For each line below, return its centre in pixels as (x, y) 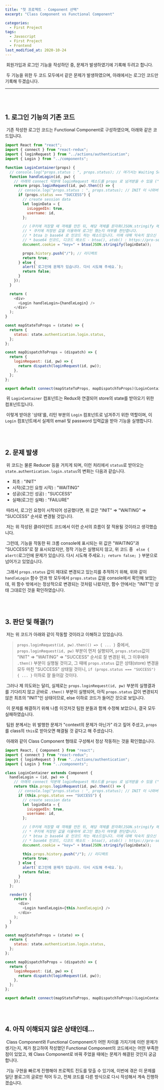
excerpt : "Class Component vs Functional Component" (60, 14)
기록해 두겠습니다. (22, 81)
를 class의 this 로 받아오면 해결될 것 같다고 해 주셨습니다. (59, 731)
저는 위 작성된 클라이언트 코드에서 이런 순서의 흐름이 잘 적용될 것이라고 (73, 527)
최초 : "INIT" (24, 482)
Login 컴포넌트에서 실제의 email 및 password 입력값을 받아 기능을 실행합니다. (79, 421)
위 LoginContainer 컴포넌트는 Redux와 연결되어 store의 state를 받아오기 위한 (80, 398)
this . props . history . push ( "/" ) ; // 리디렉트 (65, 854)
